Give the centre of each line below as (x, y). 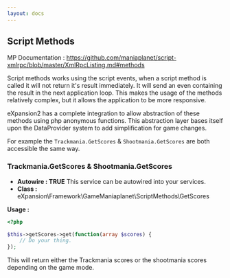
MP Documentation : (36, 58)
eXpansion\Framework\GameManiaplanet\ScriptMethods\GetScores (113, 196)
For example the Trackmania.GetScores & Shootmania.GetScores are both (108, 141)
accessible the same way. (44, 149)
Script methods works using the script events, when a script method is (107, 78)
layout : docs (26, 13)
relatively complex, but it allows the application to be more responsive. (107, 100)
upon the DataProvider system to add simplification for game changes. (107, 128)
